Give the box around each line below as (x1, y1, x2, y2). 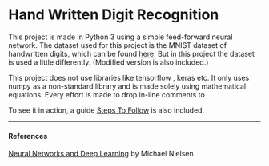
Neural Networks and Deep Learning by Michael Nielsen (8, 149, 194, 159)
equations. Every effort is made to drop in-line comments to (8, 89, 206, 99)
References (8, 131, 48, 140)
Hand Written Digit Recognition (8, 6, 219, 24)
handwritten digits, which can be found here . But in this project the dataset (8, 49, 255, 58)
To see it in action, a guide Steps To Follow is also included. (8, 105, 205, 115)
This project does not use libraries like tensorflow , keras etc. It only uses (8, 73, 250, 82)
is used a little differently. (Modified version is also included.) (8, 57, 209, 67)
